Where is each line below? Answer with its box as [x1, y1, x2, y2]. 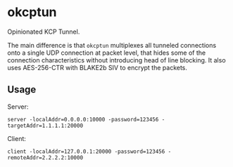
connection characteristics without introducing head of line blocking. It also [7, 55, 227, 64]
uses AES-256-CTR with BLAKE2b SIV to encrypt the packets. [7, 63, 188, 72]
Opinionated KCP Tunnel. [7, 27, 80, 36]
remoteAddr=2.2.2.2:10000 [7, 154, 83, 161]
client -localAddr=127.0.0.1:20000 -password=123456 [7, 148, 165, 155]
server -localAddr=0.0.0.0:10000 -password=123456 [7, 116, 159, 123]
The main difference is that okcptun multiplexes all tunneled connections [7, 41, 217, 49]
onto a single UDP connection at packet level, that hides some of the [7, 48, 206, 57]
